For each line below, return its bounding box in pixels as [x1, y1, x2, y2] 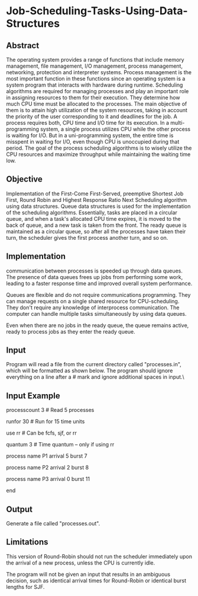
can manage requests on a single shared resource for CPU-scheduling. [6, 297, 180, 305]
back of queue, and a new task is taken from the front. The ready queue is [6, 221, 187, 229]
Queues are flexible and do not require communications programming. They [6, 291, 191, 298]
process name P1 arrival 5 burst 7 [6, 452, 87, 459]
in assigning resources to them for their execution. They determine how [6, 94, 180, 101]
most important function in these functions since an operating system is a [6, 75, 186, 82]
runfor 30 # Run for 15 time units [6, 418, 85, 425]
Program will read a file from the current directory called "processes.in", [6, 361, 181, 368]
